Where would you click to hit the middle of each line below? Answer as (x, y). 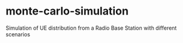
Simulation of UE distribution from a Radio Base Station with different (91, 28)
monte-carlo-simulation (67, 11)
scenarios (18, 34)
